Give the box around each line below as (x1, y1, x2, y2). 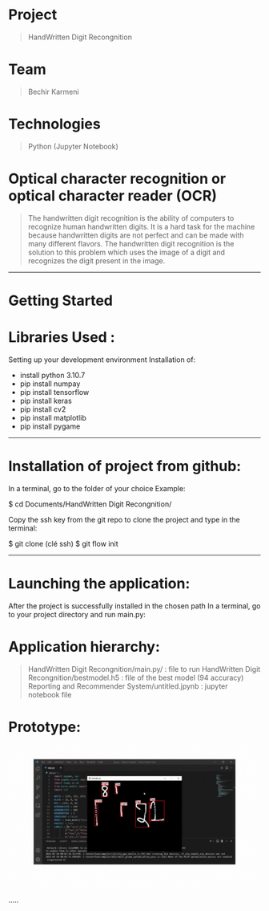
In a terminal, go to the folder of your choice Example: (8, 483, 186, 493)
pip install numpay (19, 379, 81, 388)
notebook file (27, 689, 72, 699)
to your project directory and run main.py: (8, 609, 147, 619)
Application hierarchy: (8, 637, 160, 656)
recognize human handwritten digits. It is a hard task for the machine (27, 222, 255, 231)
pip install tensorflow (19, 387, 90, 397)
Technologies (8, 115, 102, 133)
